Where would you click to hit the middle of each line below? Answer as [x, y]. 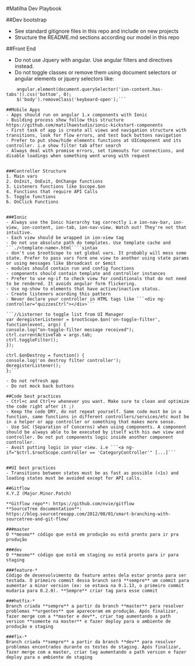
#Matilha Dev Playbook [34, 8]
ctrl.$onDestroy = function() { [45, 356]
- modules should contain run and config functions [70, 268]
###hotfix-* [20, 601]
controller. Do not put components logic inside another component [90, 437]
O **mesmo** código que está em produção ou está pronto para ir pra [93, 534]
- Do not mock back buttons [40, 386]
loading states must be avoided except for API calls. [74, 478]
